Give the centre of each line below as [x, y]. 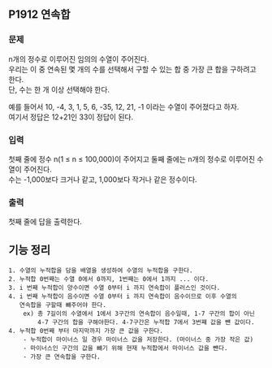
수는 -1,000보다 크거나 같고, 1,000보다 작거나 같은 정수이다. [103, 179]
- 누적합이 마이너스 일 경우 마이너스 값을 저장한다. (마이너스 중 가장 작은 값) [138, 340]
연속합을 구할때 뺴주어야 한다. [63, 305]
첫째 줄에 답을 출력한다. [45, 222]
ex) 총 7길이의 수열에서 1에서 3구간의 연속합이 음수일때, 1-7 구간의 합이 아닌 [139, 314]
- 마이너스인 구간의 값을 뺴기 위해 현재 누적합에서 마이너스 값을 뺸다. [125, 349]
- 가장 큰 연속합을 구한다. [62, 357]
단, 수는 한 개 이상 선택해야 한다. [59, 89]
